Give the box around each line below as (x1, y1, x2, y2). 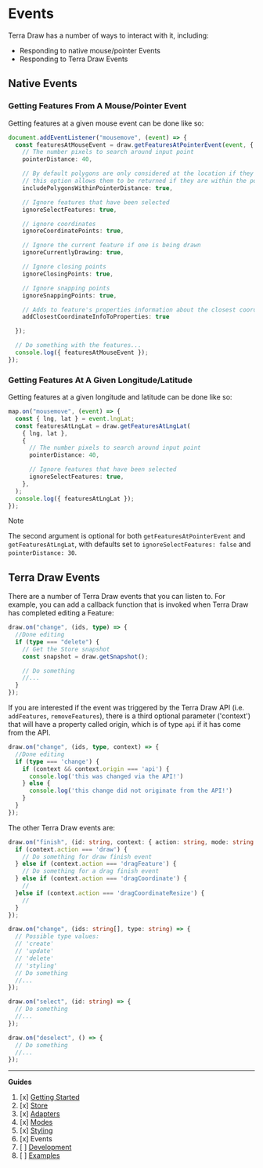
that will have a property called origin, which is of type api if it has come (8, 720, 241, 729)
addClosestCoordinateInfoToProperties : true (22, 313, 170, 321)
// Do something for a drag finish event (22, 867, 159, 875)
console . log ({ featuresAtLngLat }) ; (15, 495, 135, 502)
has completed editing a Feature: (8, 608, 115, 618)
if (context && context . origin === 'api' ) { (22, 765, 170, 773)
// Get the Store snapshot (22, 645, 110, 653)
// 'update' (15, 947, 55, 955)
